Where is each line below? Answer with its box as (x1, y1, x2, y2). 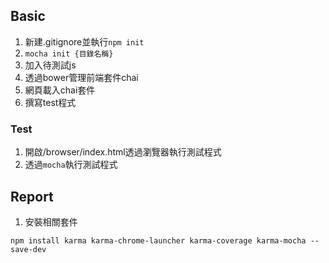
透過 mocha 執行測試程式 (24, 159, 118, 171)
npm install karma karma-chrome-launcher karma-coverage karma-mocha (10, 235, 307, 246)
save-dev (10, 244, 47, 254)
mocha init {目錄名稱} (24, 49, 114, 59)
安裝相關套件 (24, 215, 78, 228)
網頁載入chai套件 (24, 84, 96, 96)
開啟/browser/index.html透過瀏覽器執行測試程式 (24, 146, 222, 158)
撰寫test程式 (24, 96, 77, 108)
